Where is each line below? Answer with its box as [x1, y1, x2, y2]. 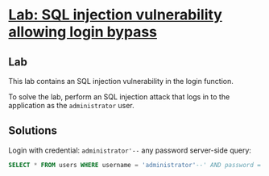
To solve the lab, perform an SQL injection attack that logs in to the [8, 92, 230, 102]
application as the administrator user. [8, 101, 134, 110]
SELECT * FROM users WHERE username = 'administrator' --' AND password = [8, 161, 262, 169]
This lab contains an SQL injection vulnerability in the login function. [8, 77, 234, 86]
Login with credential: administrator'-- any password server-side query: [8, 145, 252, 155]
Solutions [8, 124, 58, 138]
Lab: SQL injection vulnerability [8, 6, 223, 24]
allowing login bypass [8, 23, 158, 41]
